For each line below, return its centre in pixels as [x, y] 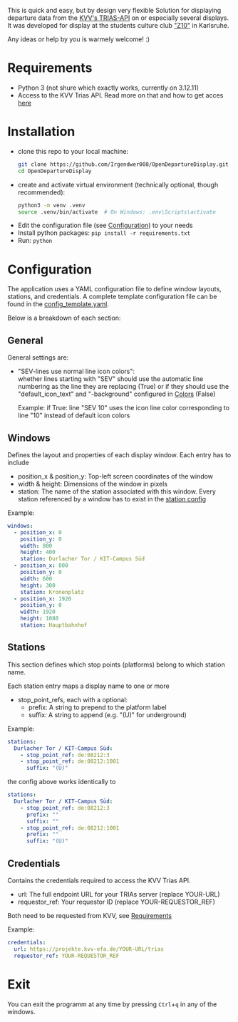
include [19, 462]
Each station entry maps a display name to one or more [88, 686]
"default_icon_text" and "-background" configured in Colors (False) [117, 394]
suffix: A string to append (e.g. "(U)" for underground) [108, 714]
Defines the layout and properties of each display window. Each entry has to [119, 454]
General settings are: [38, 358]
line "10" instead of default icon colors [74, 415]
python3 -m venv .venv [51, 205]
